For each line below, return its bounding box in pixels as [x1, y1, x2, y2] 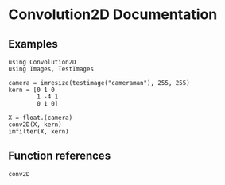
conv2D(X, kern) [8, 121, 62, 129]
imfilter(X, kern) [8, 128, 69, 136]
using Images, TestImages [8, 65, 94, 73]
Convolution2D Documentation [8, 6, 218, 24]
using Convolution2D [8, 58, 77, 66]
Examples [8, 37, 58, 51]
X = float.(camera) [8, 114, 73, 121]
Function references [8, 149, 111, 163]
